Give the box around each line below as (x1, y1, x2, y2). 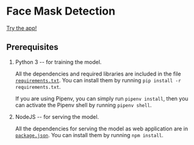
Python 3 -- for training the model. (15, 58, 102, 65)
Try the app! (6, 24, 37, 32)
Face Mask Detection (6, 4, 116, 18)
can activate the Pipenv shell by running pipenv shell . (15, 101, 152, 108)
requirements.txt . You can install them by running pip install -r (15, 76, 181, 83)
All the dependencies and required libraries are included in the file (15, 70, 181, 77)
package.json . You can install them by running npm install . (15, 131, 163, 138)
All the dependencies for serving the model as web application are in (15, 125, 188, 132)
